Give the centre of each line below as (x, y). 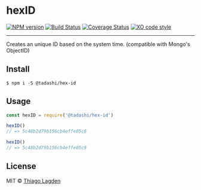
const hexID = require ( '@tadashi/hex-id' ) (60, 115)
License (21, 166)
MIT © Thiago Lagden (33, 180)
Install (18, 69)
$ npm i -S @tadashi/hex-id (41, 83)
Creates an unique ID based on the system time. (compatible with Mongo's (98, 44)
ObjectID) (18, 50)
